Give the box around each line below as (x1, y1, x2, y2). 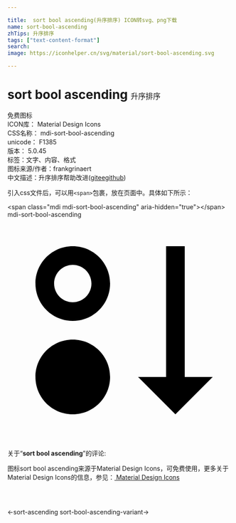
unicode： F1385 (7, 137, 57, 146)
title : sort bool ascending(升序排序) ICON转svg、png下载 (7, 16, 178, 23)
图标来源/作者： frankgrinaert (7, 164, 92, 173)
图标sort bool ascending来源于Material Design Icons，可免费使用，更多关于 (7, 464, 229, 472)
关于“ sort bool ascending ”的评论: (7, 449, 107, 458)
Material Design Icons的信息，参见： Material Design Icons (7, 472, 180, 481)
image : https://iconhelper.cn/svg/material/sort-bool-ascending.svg (7, 50, 215, 57)
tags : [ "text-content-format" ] (7, 36, 100, 43)
